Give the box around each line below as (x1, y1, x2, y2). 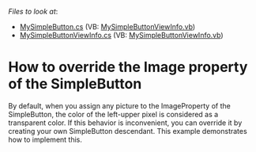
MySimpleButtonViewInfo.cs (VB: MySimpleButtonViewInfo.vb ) (19, 31, 224, 40)
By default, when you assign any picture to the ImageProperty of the (8, 101, 231, 110)
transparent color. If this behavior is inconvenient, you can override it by (8, 118, 243, 127)
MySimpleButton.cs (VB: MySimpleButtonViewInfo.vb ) (19, 22, 196, 31)
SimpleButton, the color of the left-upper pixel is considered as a (8, 109, 219, 119)
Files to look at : (8, 7, 58, 16)
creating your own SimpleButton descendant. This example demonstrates (8, 126, 247, 135)
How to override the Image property (8, 59, 248, 76)
